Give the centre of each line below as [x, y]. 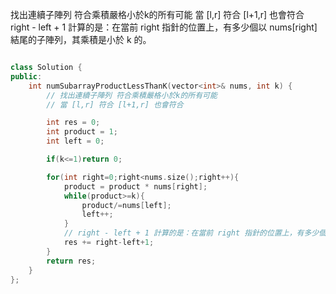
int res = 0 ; [73, 123]
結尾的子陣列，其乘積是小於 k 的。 [81, 39]
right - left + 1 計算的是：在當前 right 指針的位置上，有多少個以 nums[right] [164, 27]
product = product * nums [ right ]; [135, 186]
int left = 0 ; [75, 141]
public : [26, 76]
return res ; [71, 261]
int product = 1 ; [82, 132]
